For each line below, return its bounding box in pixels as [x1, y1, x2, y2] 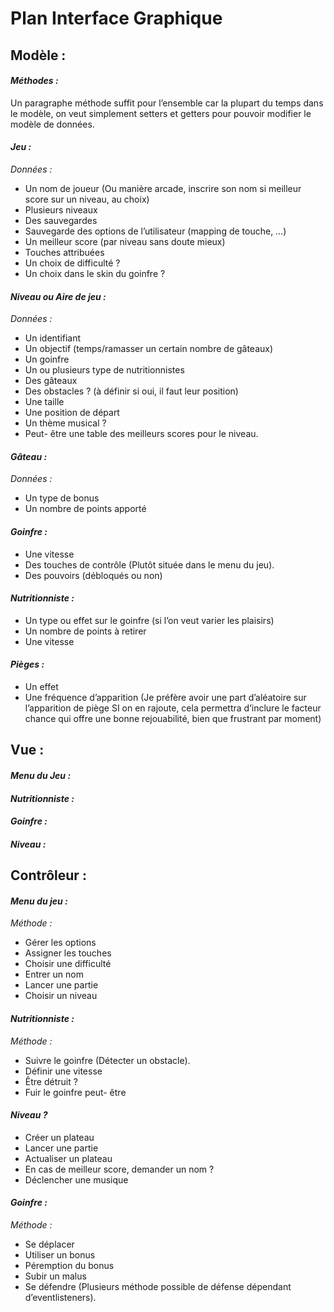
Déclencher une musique [24, 1173, 129, 1186]
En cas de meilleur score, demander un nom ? [24, 1163, 215, 1175]
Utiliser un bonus [24, 1248, 96, 1261]
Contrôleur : [10, 867, 87, 884]
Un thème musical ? [24, 417, 107, 429]
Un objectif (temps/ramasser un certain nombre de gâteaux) [24, 343, 274, 355]
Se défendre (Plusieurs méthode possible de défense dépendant [24, 1280, 292, 1292]
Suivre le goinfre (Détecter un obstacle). [24, 1054, 191, 1066]
